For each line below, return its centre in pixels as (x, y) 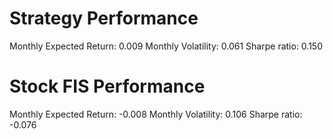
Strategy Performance (104, 18)
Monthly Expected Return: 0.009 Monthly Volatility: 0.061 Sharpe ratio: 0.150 (166, 46)
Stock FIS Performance (107, 86)
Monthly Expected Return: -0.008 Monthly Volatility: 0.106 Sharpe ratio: (156, 114)
